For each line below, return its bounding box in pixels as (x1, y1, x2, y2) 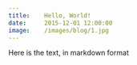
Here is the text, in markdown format (8, 48, 130, 58)
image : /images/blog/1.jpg (8, 26, 110, 34)
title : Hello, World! (8, 11, 91, 20)
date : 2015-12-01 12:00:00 (8, 19, 113, 27)
